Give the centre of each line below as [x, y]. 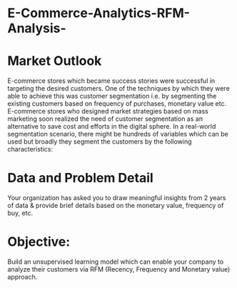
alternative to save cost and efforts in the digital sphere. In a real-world [112, 126]
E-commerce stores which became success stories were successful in [111, 81]
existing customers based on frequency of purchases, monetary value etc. [117, 104]
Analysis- [37, 28]
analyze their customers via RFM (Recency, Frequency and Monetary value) [119, 269]
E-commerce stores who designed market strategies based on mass [108, 111]
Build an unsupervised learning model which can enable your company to [116, 262]
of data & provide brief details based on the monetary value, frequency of [116, 206]
